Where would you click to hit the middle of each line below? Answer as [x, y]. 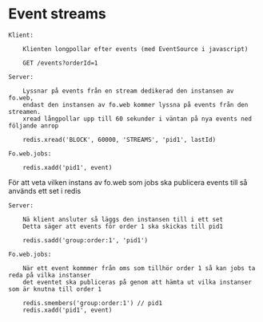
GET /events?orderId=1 [60, 63]
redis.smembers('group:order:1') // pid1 [92, 303]
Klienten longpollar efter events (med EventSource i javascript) [135, 49]
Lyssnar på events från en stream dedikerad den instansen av [128, 91]
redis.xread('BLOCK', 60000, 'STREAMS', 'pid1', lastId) [120, 139]
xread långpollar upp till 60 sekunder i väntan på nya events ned [137, 119]
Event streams [57, 14]
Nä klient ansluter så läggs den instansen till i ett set [123, 219]
